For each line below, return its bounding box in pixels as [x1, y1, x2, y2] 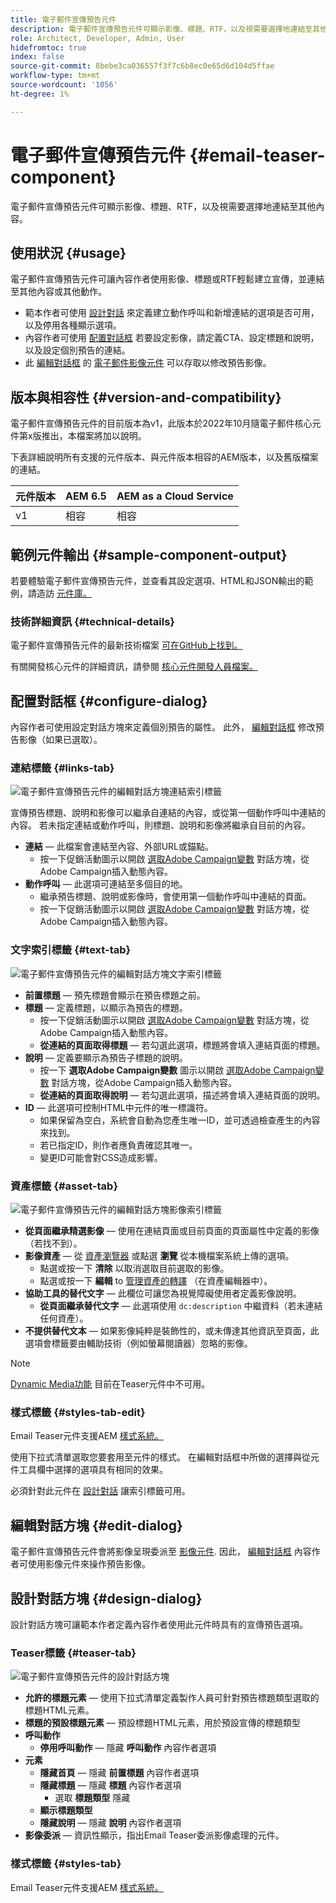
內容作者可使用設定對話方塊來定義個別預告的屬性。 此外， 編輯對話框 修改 [10, 721, 316, 733]
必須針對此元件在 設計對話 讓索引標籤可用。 [10, 1485, 191, 1497]
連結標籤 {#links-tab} [10, 761, 115, 775]
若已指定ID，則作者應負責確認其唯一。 [39, 1139, 198, 1151]
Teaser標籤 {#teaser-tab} [10, 1646, 137, 1660]
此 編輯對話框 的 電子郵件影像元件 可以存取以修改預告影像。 [24, 357, 272, 369]
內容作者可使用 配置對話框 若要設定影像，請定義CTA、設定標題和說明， [24, 332, 320, 344]
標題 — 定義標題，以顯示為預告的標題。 [24, 1001, 188, 1013]
